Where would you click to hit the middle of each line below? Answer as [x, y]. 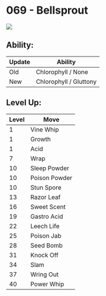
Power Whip [47, 284]
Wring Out [45, 274]
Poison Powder [52, 178]
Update [20, 62]
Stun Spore [46, 187]
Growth [41, 139]
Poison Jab [46, 235]
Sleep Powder [50, 168]
